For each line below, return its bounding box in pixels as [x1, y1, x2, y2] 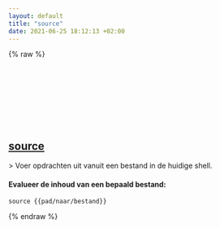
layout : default [8, 11, 63, 20]
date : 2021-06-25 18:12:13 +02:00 [8, 27, 126, 35]
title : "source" [8, 20, 63, 28]
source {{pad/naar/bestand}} [8, 197, 107, 206]
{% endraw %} [8, 212, 58, 221]
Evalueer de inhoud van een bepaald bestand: [8, 179, 166, 189]
